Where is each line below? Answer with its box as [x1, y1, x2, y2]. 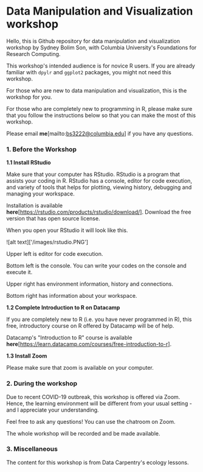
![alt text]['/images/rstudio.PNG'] [6, 239, 89, 246]
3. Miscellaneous [6, 445, 58, 453]
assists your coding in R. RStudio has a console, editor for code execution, [6, 177, 193, 185]
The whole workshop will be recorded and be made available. [6, 429, 160, 437]
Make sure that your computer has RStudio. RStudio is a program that [6, 171, 181, 178]
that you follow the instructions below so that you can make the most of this [6, 111, 196, 119]
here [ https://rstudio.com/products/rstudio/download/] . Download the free [6, 208, 191, 216]
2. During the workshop [6, 379, 78, 388]
